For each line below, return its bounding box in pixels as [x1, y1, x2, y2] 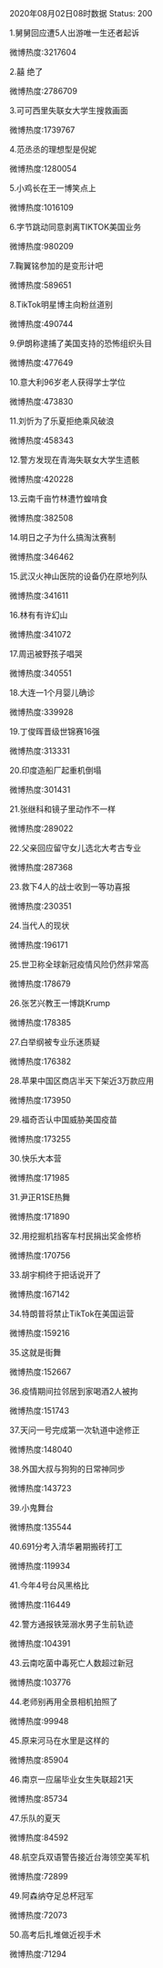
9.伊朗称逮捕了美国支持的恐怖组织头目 [9, 338, 153, 349]
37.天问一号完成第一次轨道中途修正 [9, 1425, 140, 1436]
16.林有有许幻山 [9, 610, 68, 620]
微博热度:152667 [9, 1366, 71, 1377]
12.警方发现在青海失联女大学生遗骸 [9, 455, 140, 465]
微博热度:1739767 [9, 124, 76, 135]
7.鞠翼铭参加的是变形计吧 [9, 260, 104, 271]
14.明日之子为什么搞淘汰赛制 [9, 532, 117, 542]
